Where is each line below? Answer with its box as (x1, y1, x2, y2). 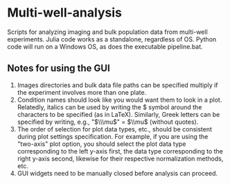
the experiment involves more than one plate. (17, 88, 147, 96)
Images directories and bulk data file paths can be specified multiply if (17, 81, 218, 89)
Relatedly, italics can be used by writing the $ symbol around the (17, 102, 202, 111)
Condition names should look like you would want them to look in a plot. (17, 95, 222, 104)
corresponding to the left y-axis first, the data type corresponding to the (17, 147, 224, 155)
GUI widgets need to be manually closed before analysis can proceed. (17, 169, 218, 177)
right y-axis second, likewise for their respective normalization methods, (17, 154, 224, 163)
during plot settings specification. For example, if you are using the (17, 132, 209, 140)
